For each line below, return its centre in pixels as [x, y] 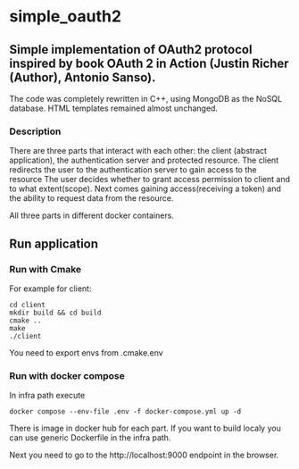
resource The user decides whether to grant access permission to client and [150, 180]
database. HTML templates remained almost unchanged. [114, 108]
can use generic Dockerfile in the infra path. [90, 438]
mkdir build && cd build [55, 313]
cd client [28, 305]
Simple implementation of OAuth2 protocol [131, 50]
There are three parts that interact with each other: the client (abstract [138, 151]
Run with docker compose [67, 375]
